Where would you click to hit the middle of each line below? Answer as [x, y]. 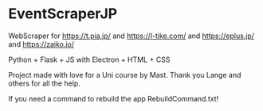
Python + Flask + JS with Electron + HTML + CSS [89, 59]
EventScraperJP [63, 14]
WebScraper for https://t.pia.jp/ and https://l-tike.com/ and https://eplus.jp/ [131, 36]
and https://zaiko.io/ [41, 44]
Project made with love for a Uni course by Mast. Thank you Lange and [125, 75]
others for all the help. [45, 83]
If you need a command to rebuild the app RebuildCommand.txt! [114, 98]
